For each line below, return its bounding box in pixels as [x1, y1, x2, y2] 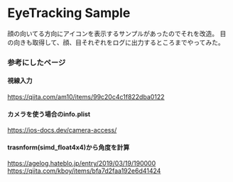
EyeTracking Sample [7, 5, 131, 21]
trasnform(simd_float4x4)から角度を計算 [7, 143, 130, 152]
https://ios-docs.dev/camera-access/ [7, 126, 117, 135]
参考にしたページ [7, 57, 66, 67]
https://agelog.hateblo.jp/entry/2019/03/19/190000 [7, 159, 156, 168]
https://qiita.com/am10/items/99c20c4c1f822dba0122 [7, 93, 165, 101]
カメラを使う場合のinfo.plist [7, 110, 91, 118]
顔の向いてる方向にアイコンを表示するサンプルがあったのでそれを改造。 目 [7, 29, 227, 38]
